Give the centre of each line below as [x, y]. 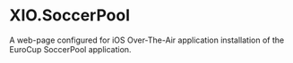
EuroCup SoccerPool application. [70, 49]
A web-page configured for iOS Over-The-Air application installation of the [147, 40]
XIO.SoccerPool [70, 16]
